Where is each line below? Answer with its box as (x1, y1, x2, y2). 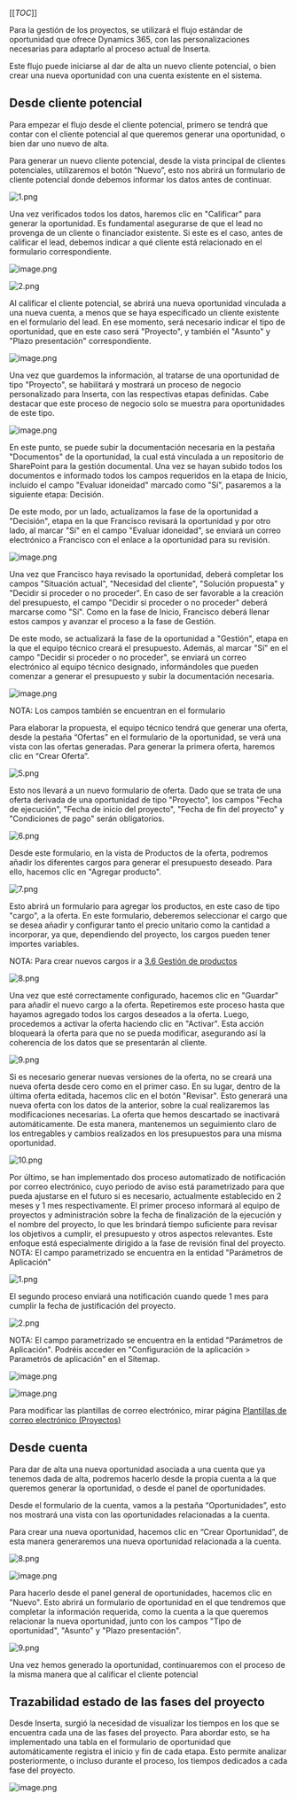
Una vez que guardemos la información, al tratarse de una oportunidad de (9, 370, 280, 380)
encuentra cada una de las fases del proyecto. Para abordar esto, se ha (9, 1727, 270, 1738)
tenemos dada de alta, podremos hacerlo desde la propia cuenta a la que (9, 1473, 277, 1484)
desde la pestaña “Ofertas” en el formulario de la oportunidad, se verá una (9, 732, 282, 742)
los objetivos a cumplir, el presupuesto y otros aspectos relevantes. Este (9, 1228, 273, 1239)
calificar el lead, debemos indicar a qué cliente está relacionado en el (9, 237, 263, 247)
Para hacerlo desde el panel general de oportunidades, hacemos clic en (9, 1587, 272, 1598)
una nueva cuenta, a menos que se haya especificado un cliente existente (9, 307, 279, 317)
